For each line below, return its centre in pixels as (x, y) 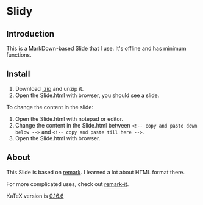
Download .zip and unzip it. (49, 88)
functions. (19, 55)
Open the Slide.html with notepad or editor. (69, 119)
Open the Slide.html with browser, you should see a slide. (87, 95)
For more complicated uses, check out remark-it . (68, 184)
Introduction (30, 34)
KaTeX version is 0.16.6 (35, 196)
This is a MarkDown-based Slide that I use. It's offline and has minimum (97, 48)
